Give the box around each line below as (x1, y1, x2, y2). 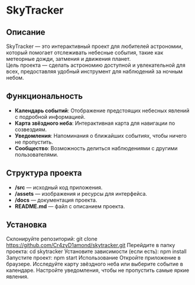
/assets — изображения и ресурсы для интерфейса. (14, 190, 148, 197)
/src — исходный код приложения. (14, 184, 103, 191)
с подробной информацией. (14, 113, 86, 120)
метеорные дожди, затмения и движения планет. (6, 56, 131, 62)
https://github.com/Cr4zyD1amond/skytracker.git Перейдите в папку (6, 242, 175, 249)
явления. (6, 273, 29, 280)
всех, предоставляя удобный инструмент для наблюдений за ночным (6, 68, 183, 75)
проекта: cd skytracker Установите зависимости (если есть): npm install (6, 248, 187, 255)
